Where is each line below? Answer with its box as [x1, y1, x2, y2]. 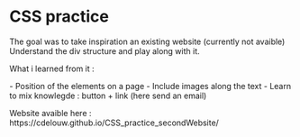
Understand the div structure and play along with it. [9, 45, 200, 56]
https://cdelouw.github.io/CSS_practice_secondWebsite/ [9, 117, 219, 128]
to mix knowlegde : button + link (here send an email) [9, 90, 207, 101]
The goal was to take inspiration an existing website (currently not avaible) [9, 36, 286, 47]
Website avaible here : [9, 107, 92, 118]
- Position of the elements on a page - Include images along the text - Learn [9, 80, 291, 91]
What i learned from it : [9, 63, 95, 74]
